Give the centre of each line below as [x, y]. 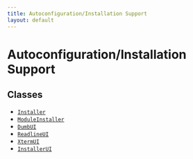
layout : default [31, 20]
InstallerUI [34, 149]
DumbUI [27, 127]
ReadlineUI [33, 134]
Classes [25, 95]
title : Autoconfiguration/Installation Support [77, 14]
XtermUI [28, 142]
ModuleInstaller [41, 119]
